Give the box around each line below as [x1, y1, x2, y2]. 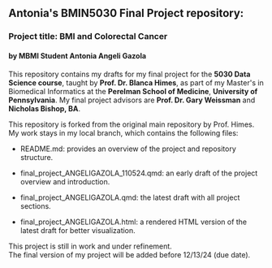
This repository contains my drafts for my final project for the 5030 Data [8, 69, 251, 79]
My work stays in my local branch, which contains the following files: [8, 128, 239, 137]
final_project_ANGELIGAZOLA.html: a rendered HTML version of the [19, 217, 248, 227]
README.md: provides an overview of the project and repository [19, 144, 237, 153]
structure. [19, 152, 54, 162]
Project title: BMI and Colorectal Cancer [8, 31, 168, 42]
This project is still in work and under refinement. [8, 241, 172, 251]
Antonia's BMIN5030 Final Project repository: [8, 6, 244, 20]
